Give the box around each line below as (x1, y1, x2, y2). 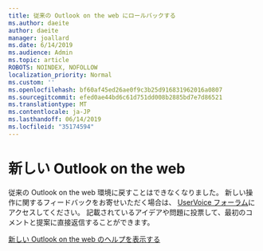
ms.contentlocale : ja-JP (8, 108, 91, 116)
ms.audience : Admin (8, 49, 73, 57)
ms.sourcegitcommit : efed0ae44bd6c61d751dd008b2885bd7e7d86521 (8, 93, 223, 101)
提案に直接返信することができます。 (35, 217, 155, 227)
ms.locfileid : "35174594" (8, 123, 94, 131)
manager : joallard (8, 33, 69, 42)
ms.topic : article (8, 57, 69, 65)
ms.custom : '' (8, 78, 56, 86)
